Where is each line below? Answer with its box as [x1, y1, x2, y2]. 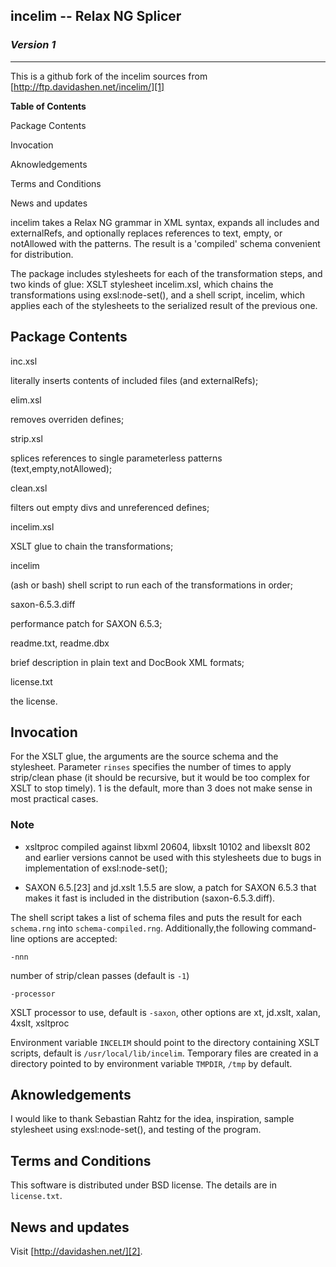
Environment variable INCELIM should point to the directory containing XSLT [10, 1036, 320, 1048]
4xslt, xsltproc [10, 1017, 70, 1029]
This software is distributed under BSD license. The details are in [10, 1179, 278, 1191]
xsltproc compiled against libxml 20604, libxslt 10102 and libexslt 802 [24, 840, 311, 853]
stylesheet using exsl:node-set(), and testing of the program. [10, 1124, 262, 1136]
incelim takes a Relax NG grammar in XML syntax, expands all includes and [10, 216, 320, 228]
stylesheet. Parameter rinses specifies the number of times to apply [10, 761, 292, 773]
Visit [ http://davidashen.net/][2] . [10, 1245, 143, 1258]
